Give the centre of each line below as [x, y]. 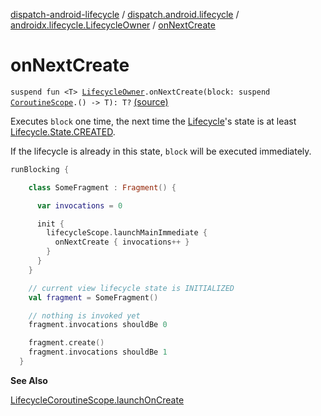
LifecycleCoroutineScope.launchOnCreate [97, 400]
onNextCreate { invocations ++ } [122, 242]
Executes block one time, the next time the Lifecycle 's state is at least [153, 121]
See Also [29, 380]
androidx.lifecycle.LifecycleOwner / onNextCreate [113, 25]
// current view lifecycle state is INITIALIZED [131, 288]
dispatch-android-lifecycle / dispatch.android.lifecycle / [125, 14]
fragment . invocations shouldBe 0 [98, 325]
